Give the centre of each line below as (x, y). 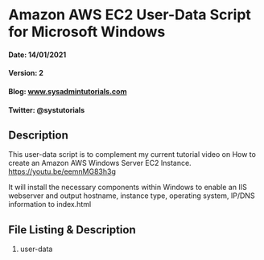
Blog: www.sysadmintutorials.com (68, 91)
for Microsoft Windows (87, 32)
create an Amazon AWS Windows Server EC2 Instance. (100, 163)
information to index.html (50, 204)
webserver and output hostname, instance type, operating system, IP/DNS (132, 196)
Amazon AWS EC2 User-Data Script (130, 15)
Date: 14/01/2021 (37, 55)
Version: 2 (26, 73)
